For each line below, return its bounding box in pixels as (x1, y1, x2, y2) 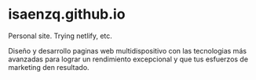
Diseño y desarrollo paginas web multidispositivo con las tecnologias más (8, 46, 247, 55)
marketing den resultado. (8, 62, 90, 71)
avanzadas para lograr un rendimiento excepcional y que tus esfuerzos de (8, 54, 249, 64)
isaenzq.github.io (8, 5, 126, 23)
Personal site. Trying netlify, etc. (8, 31, 112, 40)
